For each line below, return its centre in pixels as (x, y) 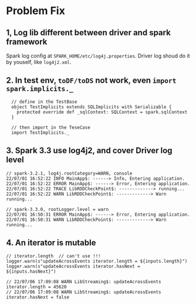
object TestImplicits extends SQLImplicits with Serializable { (92, 107)
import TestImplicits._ (40, 133)
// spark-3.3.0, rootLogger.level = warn (58, 209)
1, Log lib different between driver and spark (89, 33)
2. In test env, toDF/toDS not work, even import (91, 81)
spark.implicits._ (40, 89)
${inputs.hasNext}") (31, 272)
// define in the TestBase (44, 102)
